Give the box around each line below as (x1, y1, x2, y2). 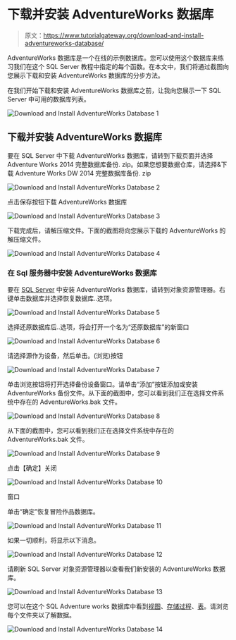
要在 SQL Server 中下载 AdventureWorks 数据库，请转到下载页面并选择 (7, 151, 213, 159)
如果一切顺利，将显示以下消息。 (7, 536, 100, 545)
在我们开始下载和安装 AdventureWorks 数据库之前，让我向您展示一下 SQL (7, 86, 222, 94)
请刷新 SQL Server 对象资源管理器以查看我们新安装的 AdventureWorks (7, 565, 211, 573)
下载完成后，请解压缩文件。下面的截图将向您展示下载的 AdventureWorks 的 (7, 226, 226, 235)
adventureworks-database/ (24, 39, 104, 47)
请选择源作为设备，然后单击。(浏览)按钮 (7, 352, 123, 360)
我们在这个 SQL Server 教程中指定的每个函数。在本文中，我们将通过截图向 (13, 62, 230, 70)
